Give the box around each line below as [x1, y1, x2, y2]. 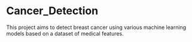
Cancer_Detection [6, 4, 99, 18]
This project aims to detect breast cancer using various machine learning [6, 24, 187, 31]
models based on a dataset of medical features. [6, 30, 124, 37]
